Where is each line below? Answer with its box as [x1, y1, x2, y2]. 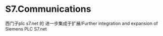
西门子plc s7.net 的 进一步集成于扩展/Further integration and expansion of [5, 20, 158, 26]
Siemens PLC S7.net [5, 26, 47, 32]
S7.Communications [5, 3, 91, 15]
